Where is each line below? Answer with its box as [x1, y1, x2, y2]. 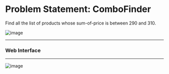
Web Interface [5, 46, 41, 53]
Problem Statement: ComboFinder [5, 3, 151, 15]
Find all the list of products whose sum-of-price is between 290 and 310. [5, 20, 156, 26]
